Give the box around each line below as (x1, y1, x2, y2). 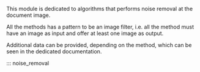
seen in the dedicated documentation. (6, 48, 102, 55)
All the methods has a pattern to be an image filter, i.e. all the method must (6, 24, 194, 30)
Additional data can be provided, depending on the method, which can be (6, 42, 192, 48)
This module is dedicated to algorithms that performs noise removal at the (6, 5, 193, 12)
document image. (6, 11, 51, 19)
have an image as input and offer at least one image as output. (6, 30, 164, 37)
